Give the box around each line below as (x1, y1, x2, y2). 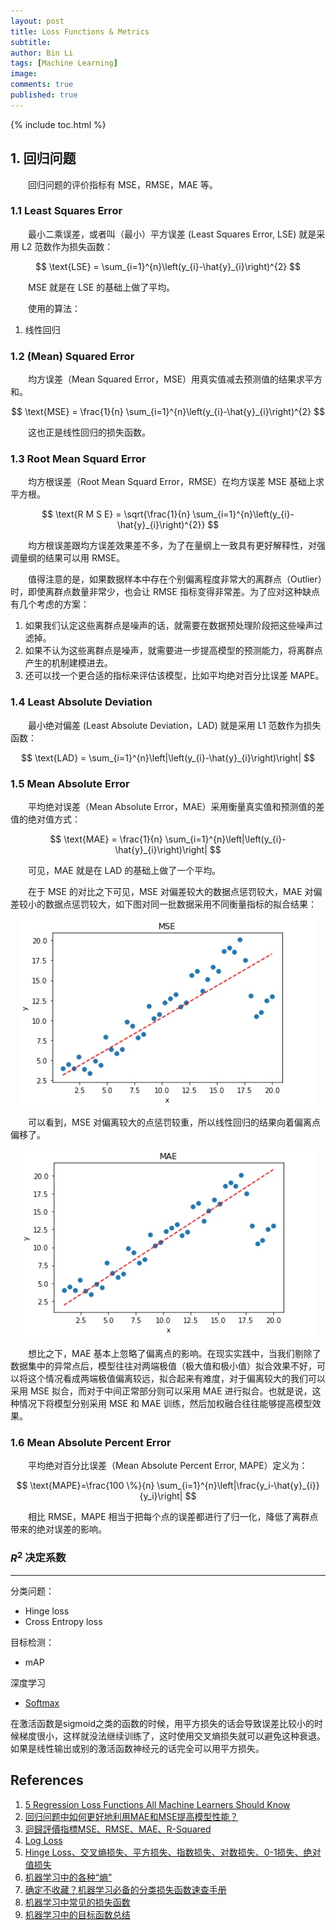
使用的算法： (27, 302, 81, 314)
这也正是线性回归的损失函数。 (27, 426, 151, 439)
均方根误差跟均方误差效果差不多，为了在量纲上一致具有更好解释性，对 (27, 540, 317, 552)
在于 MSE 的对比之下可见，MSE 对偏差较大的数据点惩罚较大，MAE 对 (27, 886, 314, 898)
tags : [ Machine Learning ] (10, 58, 118, 69)
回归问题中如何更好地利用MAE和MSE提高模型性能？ (24, 1810, 239, 1822)
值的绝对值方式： (10, 813, 81, 825)
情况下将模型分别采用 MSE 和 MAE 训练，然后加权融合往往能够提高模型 (18, 1398, 313, 1410)
